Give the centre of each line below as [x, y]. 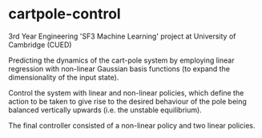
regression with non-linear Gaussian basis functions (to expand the [119, 68]
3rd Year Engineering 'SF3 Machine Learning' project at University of [122, 36]
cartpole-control [65, 14]
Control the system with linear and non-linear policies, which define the [126, 92]
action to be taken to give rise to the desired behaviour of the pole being [127, 101]
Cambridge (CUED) [40, 44]
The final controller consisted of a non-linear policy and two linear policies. [132, 125]
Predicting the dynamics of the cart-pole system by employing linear [121, 60]
